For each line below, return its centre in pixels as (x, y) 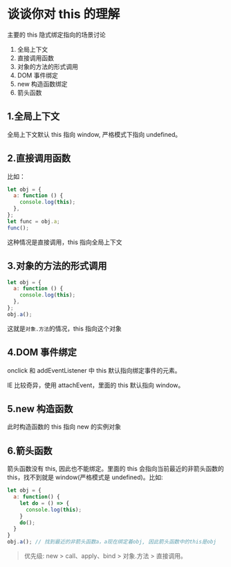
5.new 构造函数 (40, 409)
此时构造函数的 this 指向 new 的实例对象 (64, 427)
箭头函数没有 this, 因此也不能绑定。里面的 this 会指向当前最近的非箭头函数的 (116, 469)
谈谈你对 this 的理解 (64, 14)
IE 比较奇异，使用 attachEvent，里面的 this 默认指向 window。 (96, 385)
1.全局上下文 (34, 117)
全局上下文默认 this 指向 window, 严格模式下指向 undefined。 (94, 134)
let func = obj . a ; (34, 221)
